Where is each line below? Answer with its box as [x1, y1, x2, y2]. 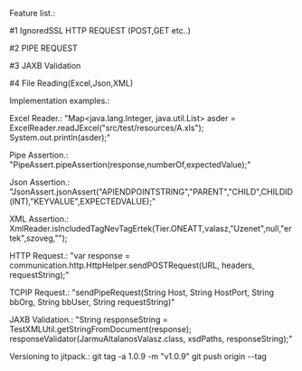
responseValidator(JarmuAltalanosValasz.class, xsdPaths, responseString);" [9, 334, 293, 344]
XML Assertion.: [9, 214, 70, 224]
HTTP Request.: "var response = [9, 251, 131, 261]
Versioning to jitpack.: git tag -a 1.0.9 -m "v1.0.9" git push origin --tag [9, 351, 267, 361]
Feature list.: [9, 8, 56, 18]
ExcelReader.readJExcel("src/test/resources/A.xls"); [9, 122, 204, 133]
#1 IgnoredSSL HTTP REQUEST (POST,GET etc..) [9, 25, 192, 35]
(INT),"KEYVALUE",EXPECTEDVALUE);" [9, 196, 156, 206]
